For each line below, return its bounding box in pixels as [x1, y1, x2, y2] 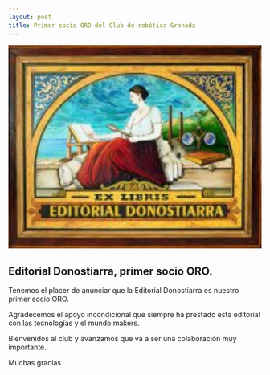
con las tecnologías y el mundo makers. [8, 318, 140, 328]
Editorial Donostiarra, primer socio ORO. [8, 264, 213, 278]
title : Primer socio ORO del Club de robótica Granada [8, 21, 196, 30]
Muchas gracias [8, 358, 62, 368]
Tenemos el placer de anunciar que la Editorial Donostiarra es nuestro [8, 286, 239, 296]
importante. [8, 342, 47, 353]
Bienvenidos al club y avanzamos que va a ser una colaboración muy [8, 334, 237, 344]
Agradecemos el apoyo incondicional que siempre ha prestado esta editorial [8, 310, 261, 320]
